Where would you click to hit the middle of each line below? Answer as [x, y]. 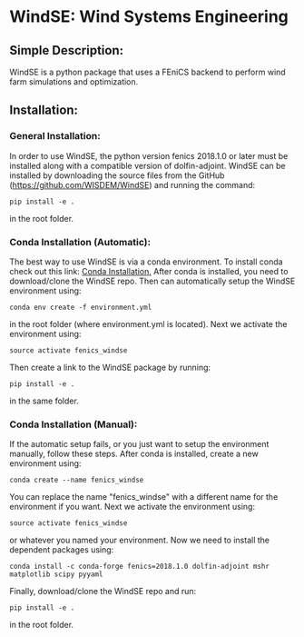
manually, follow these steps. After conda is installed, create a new [134, 454]
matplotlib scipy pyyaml [56, 574]
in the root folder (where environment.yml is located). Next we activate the [148, 323]
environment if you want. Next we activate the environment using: [132, 507]
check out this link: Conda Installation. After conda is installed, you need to [149, 271]
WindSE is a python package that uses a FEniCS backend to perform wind [147, 72]
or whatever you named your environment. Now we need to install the [140, 540]
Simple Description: [67, 50]
